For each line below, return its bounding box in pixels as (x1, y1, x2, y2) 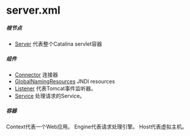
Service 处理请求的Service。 (14, 93, 85, 100)
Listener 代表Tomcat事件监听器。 (14, 85, 96, 92)
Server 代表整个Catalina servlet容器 (14, 40, 102, 48)
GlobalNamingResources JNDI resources (14, 78, 115, 85)
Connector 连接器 (14, 71, 58, 78)
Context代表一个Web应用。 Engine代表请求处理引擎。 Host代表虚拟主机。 (6, 123, 188, 131)
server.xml (6, 4, 61, 17)
